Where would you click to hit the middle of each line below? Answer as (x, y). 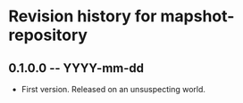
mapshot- (197, 16)
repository (48, 35)
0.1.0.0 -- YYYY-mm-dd (76, 68)
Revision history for (83, 16)
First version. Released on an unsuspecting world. (113, 89)
